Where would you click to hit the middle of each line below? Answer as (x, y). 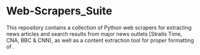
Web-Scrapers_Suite (59, 11)
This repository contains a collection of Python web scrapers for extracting (99, 27)
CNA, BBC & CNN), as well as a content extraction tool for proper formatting (100, 40)
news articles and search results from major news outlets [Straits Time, (94, 33)
